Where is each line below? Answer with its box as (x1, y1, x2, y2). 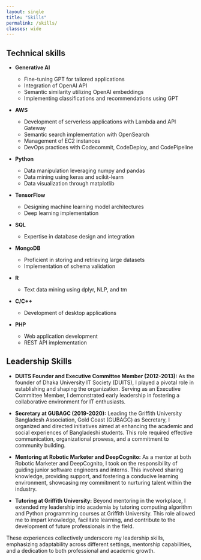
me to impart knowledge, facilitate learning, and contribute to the (14, 516, 176, 523)
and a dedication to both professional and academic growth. (6, 547, 155, 554)
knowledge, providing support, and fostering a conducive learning (14, 472, 179, 479)
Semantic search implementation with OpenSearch (23, 131, 150, 138)
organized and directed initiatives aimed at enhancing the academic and (14, 422, 193, 429)
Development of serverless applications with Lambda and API (23, 118, 176, 125)
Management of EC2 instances (23, 137, 101, 145)
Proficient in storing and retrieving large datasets (23, 257, 145, 264)
